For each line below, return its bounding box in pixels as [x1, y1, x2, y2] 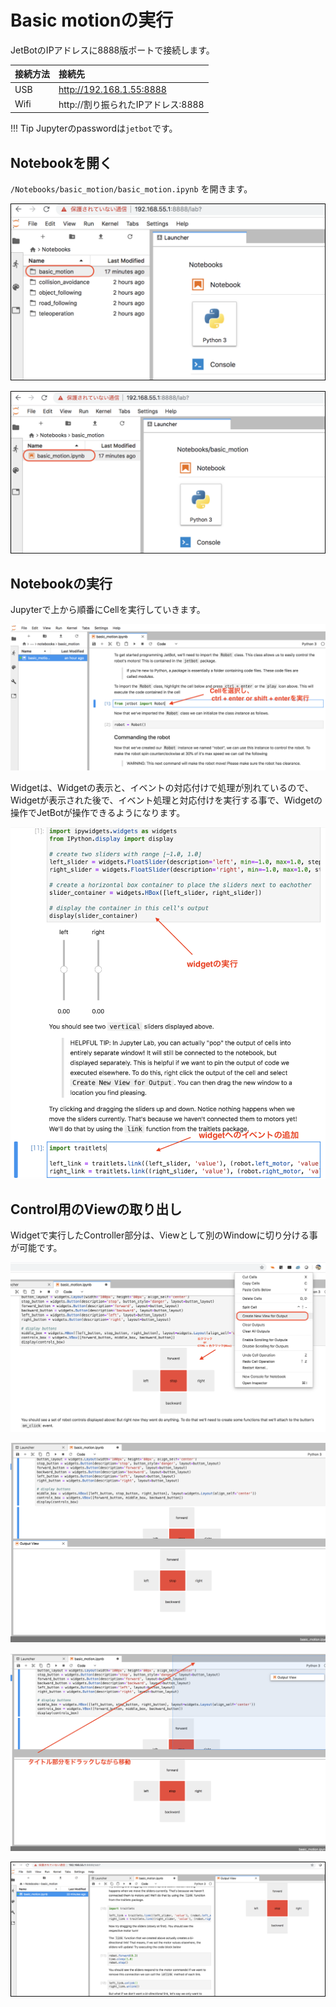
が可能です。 [10, 1242, 63, 1254]
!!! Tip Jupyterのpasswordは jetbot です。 [10, 122, 178, 135]
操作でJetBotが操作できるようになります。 [10, 806, 186, 818]
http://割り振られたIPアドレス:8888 [58, 98, 205, 110]
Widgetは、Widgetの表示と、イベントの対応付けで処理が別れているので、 [10, 781, 314, 793]
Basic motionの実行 [10, 9, 174, 32]
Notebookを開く [10, 154, 113, 171]
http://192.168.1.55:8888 [58, 83, 167, 95]
